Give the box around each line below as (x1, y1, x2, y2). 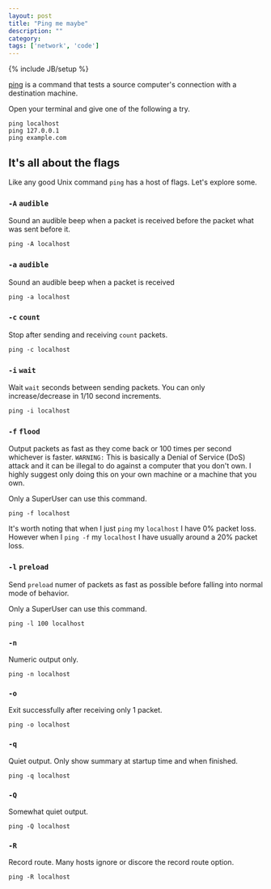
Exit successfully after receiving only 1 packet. (8, 705, 163, 715)
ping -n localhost (8, 671, 70, 679)
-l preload (8, 563, 49, 572)
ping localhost (8, 120, 60, 128)
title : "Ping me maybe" (8, 19, 89, 28)
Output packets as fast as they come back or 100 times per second (8, 444, 232, 454)
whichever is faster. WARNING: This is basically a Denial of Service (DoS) (8, 452, 246, 462)
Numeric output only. (8, 654, 79, 664)
